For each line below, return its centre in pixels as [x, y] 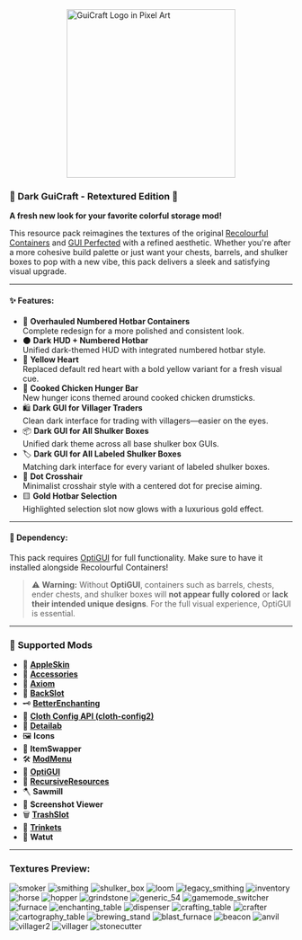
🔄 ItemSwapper [52, 749]
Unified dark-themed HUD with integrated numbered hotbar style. [144, 350]
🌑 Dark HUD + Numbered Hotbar [85, 340]
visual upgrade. [38, 271]
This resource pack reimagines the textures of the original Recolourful [139, 234]
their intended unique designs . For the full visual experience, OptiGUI [161, 603]
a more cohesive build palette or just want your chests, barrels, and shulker [149, 253]
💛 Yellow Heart [50, 359]
